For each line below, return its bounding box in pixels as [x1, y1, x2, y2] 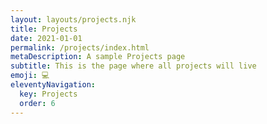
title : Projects [10, 24, 78, 34]
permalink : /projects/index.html [10, 42, 150, 53]
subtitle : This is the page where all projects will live [10, 61, 257, 71]
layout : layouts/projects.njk [10, 14, 137, 25]
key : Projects [19, 89, 78, 99]
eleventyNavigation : [10, 80, 97, 90]
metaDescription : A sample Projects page [10, 52, 186, 62]
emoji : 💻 [10, 71, 50, 81]
